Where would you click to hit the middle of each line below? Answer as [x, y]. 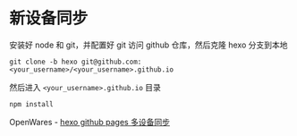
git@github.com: [111, 62]
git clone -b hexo [43, 62]
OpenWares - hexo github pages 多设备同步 [89, 122]
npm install [31, 104]
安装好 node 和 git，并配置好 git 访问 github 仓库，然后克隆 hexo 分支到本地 [148, 45]
